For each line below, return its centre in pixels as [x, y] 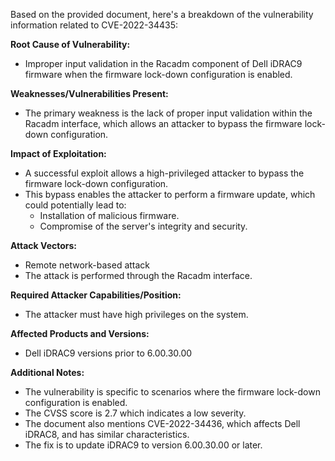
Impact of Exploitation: [58, 153]
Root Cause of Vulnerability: [70, 44]
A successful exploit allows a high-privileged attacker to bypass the [164, 173]
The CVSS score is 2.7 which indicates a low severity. [135, 413]
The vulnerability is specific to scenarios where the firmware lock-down [172, 392]
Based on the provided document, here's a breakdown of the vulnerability [162, 14]
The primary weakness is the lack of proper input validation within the [168, 113]
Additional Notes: [47, 372]
